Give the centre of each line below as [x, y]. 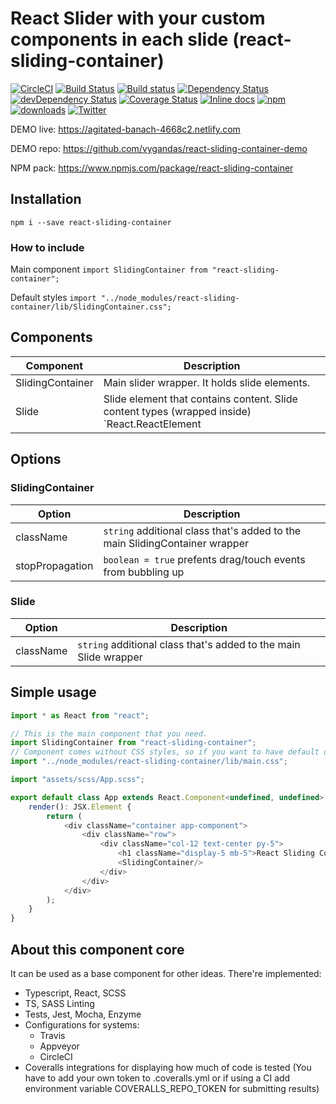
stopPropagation [54, 565]
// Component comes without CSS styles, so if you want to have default [165, 752]
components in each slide [119, 39]
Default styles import [53, 298]
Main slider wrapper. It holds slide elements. [207, 382]
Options [36, 459]
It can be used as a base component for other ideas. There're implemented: [166, 973]
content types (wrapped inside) [177, 411]
